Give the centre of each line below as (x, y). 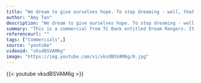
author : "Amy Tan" (29, 17)
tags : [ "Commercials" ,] (36, 40)
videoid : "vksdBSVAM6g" (36, 51)
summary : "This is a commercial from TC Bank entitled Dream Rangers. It (100, 29)
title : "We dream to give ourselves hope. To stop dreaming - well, (94, 12)
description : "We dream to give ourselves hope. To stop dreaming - (94, 23)
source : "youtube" (29, 46)
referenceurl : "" (28, 34)
